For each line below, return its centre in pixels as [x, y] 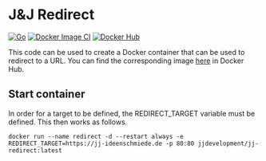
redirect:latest [35, 150]
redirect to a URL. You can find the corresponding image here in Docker [126, 61]
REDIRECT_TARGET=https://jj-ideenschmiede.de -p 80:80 [101, 143]
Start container [47, 94]
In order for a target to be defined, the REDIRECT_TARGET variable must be [132, 113]
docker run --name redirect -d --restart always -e [96, 136]
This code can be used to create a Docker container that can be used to [127, 52]
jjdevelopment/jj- [228, 143]
